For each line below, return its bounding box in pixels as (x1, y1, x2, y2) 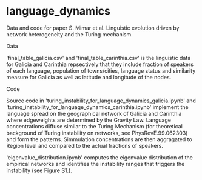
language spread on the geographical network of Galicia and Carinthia (6, 110, 182, 117)
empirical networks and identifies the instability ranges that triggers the (6, 160, 185, 167)
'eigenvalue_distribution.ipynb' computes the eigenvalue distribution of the (6, 153, 193, 161)
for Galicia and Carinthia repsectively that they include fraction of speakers (6, 61, 194, 68)
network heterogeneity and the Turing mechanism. (6, 30, 133, 38)
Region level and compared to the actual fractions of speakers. (6, 142, 164, 149)
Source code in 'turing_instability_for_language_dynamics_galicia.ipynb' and (6, 97, 196, 104)
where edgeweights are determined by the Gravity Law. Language (6, 116, 172, 124)
